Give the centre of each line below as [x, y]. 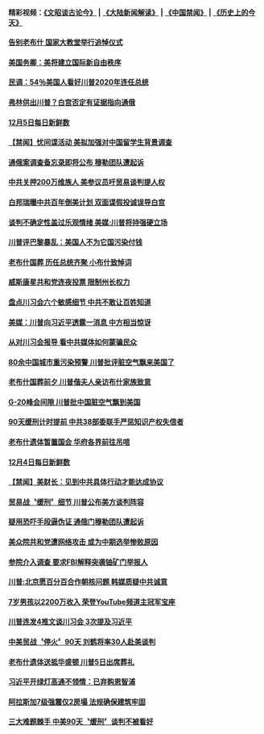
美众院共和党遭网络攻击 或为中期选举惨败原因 [83, 542]
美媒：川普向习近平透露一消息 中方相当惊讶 [80, 322]
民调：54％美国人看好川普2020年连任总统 [78, 82]
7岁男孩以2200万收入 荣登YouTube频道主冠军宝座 [92, 602]
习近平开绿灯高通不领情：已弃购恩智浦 [72, 682]
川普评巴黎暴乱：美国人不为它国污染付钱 [75, 242]
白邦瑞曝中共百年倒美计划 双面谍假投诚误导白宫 [87, 202]
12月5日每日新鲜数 [39, 122]
